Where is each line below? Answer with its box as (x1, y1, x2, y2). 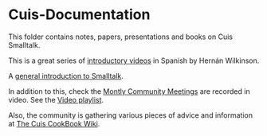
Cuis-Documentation (8, 6, 151, 24)
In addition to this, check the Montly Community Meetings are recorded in (8, 86, 250, 96)
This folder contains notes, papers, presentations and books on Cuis (8, 32, 234, 41)
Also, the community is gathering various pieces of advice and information (8, 110, 253, 120)
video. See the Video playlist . (8, 95, 104, 104)
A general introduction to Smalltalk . (8, 71, 124, 80)
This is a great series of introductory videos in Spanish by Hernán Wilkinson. (8, 56, 260, 65)
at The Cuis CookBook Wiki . (8, 119, 100, 128)
